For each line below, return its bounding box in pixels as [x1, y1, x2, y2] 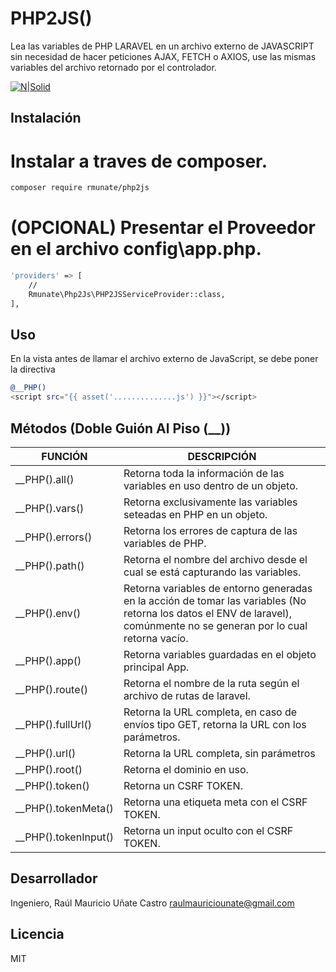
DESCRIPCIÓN [187, 449, 257, 463]
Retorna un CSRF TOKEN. [123, 778, 243, 792]
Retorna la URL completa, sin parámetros [123, 746, 316, 760]
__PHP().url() [15, 746, 77, 760]
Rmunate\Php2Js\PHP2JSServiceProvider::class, [28, 289, 226, 299]
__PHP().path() [15, 558, 85, 572]
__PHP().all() [15, 472, 75, 486]
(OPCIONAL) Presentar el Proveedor [10, 217, 316, 239]
